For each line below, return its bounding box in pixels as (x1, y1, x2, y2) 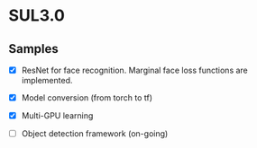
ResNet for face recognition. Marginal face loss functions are (21, 65, 249, 75)
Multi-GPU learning (21, 110, 94, 121)
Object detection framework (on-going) (21, 128, 169, 139)
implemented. (21, 75, 73, 86)
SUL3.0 (8, 5, 65, 26)
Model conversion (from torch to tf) (21, 92, 153, 103)
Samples (8, 41, 60, 57)
